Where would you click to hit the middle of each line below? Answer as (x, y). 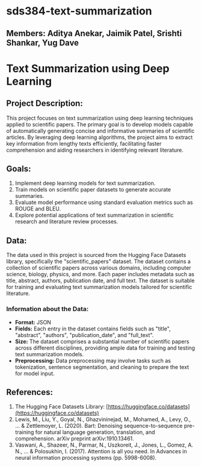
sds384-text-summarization (79, 11)
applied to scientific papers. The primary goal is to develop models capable (100, 124)
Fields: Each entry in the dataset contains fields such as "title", (93, 329)
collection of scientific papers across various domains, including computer (99, 268)
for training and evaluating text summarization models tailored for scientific (99, 287)
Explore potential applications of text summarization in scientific (94, 215)
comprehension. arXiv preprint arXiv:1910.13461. (74, 439)
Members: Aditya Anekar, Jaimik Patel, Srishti (94, 33)
